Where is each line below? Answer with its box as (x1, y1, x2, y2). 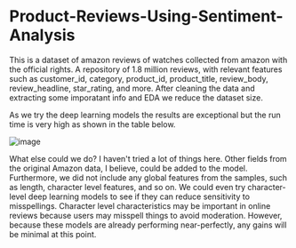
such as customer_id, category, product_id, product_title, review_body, (9, 73, 268, 84)
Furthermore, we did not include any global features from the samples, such (9, 172, 287, 183)
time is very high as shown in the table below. (9, 118, 176, 130)
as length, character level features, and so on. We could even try (9, 181, 246, 192)
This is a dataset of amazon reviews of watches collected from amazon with (9, 54, 288, 65)
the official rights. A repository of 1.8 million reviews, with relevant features (9, 64, 283, 75)
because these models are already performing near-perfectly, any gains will (9, 220, 287, 230)
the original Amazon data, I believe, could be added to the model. (9, 163, 248, 173)
